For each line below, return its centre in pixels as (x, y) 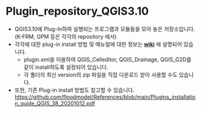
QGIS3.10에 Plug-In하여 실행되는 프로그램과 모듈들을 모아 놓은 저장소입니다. (105, 29)
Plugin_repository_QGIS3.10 (77, 11)
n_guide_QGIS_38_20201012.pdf (55, 103)
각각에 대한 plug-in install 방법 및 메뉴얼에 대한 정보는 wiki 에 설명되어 (98, 44)
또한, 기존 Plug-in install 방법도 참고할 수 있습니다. (75, 90)
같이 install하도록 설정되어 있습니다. (66, 67)
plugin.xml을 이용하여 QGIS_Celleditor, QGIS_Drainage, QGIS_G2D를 (107, 59)
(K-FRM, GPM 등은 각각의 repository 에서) (65, 36)
